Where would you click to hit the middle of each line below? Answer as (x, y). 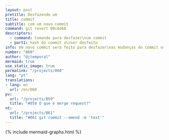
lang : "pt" (17, 76)
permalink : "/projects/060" (35, 71)
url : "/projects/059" (32, 99)
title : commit (20, 19)
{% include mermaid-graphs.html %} (44, 132)
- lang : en (17, 85)
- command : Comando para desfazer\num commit (58, 38)
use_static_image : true (30, 66)
